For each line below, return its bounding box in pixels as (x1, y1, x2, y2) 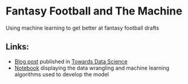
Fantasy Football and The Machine (5, 4, 183, 18)
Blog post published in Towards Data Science (14, 57, 128, 65)
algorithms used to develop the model (14, 71, 109, 78)
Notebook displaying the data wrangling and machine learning (14, 64, 170, 71)
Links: (5, 42, 30, 52)
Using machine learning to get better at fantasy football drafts (5, 24, 160, 31)
